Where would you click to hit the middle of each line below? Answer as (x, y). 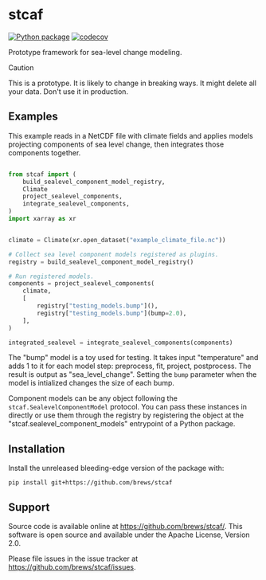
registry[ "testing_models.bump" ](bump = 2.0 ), (112, 313)
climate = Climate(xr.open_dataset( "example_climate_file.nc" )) (117, 240)
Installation (37, 449)
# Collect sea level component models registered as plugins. (113, 254)
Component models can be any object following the (93, 398)
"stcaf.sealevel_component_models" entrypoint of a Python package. (122, 424)
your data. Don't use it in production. (68, 91)
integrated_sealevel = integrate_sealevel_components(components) (121, 343)
